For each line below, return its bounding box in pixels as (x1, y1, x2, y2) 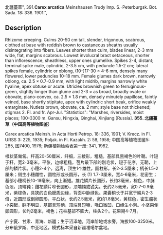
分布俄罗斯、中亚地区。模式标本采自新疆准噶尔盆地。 (5, 224, 112, 230)
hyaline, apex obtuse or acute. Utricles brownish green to (5, 83, 120, 89)
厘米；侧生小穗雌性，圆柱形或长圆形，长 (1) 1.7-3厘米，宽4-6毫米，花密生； (5, 171, 158, 177)
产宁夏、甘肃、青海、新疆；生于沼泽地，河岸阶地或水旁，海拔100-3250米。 (5, 218, 157, 224)
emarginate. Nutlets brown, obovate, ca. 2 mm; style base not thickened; (5, 104, 151, 110)
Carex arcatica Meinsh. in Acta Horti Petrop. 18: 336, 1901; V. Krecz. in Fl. (5, 131, 151, 137)
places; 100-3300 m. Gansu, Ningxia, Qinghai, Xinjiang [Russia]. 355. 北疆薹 (5, 115, 158, 121)
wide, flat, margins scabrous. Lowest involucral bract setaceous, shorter (5, 52, 150, 58)
